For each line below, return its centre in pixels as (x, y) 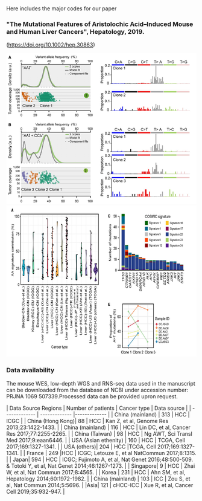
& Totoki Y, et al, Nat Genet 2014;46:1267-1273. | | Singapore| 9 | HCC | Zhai (101, 466)
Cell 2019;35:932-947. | (36, 491)
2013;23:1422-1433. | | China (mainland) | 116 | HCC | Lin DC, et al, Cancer (99, 427)
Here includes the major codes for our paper (62, 8)
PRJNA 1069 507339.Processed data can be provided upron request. (92, 396)
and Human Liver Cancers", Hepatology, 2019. (75, 32)
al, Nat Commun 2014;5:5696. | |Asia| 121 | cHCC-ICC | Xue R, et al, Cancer (100, 485)
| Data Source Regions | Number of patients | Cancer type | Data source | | (99, 408)
